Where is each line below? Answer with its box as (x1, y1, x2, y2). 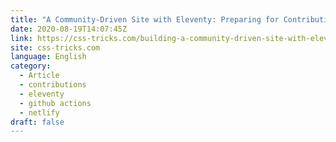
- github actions (19, 98, 92, 108)
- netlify (19, 107, 60, 118)
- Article (19, 71, 60, 81)
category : (10, 61, 52, 71)
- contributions (19, 80, 87, 90)
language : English (10, 52, 87, 62)
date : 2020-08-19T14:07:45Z (10, 24, 128, 34)
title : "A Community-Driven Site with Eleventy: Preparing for (10, 14, 280, 25)
